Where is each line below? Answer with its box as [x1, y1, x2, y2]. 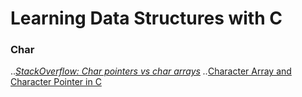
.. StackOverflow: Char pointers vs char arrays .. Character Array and [10, 65, 292, 77]
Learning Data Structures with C [10, 7, 283, 30]
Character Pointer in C [10, 76, 102, 88]
